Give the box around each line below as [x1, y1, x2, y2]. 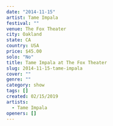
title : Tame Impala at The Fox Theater [6, 59, 108, 65]
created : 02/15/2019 [6, 93, 59, 99]
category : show [6, 82, 45, 88]
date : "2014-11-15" [6, 8, 56, 15]
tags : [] [6, 88, 29, 94]
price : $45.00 [6, 48, 43, 55]
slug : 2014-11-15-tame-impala [6, 65, 83, 71]
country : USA [6, 43, 39, 49]
